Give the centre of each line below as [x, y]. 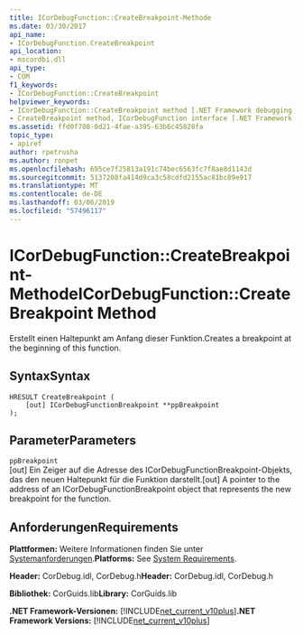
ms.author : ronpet [44, 160]
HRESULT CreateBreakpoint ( [62, 397]
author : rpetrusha [44, 152]
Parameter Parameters [73, 440]
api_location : [36, 51]
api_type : [28, 69]
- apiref [26, 144]
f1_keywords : [34, 85]
